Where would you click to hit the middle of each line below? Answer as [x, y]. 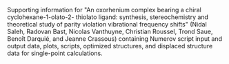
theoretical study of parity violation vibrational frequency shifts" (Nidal [107, 24]
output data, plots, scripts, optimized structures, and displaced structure [110, 46]
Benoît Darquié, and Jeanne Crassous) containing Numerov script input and [115, 39]
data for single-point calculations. [55, 53]
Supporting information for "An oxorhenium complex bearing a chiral [104, 10]
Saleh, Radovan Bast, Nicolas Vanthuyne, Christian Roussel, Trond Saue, [110, 31]
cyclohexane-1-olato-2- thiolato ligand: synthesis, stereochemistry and [108, 17]
